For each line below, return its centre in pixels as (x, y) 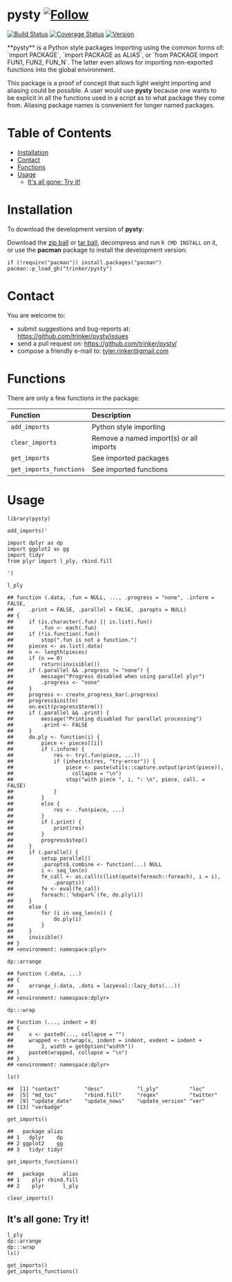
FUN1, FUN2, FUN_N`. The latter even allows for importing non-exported (110, 62)
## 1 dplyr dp (35, 1137)
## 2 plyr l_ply (43, 1186)
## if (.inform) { (46, 749)
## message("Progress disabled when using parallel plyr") (106, 676)
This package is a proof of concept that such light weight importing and (109, 83)
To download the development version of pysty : (76, 229)
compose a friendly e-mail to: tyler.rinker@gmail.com (93, 351)
